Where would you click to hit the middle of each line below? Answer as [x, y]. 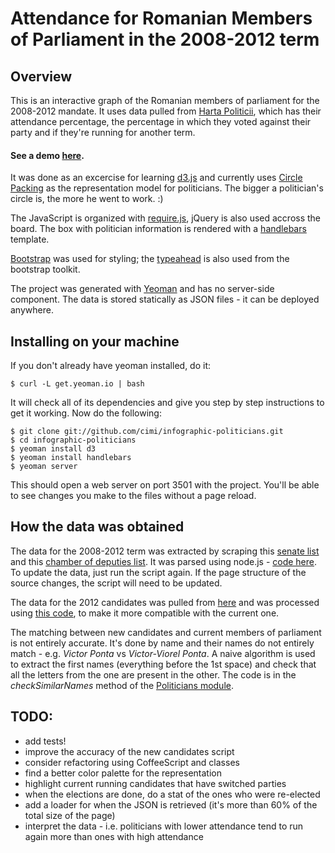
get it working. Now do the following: [86, 413]
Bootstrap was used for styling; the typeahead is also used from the [150, 259]
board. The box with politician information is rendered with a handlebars [158, 229]
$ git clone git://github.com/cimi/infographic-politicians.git [147, 432]
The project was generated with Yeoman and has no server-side [142, 289]
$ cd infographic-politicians [73, 440]
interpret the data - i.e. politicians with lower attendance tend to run [164, 826]
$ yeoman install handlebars [71, 458]
